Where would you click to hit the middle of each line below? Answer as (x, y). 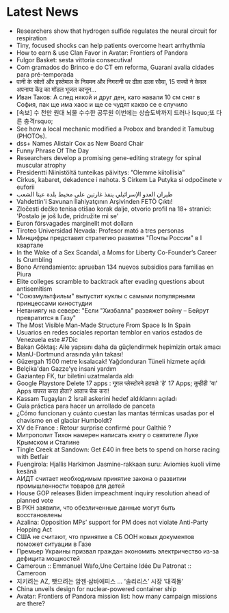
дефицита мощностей (48, 558)
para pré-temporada (45, 74)
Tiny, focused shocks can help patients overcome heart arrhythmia (111, 45)
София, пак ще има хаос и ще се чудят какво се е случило (102, 104)
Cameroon (31, 573)
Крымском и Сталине (48, 442)
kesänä (26, 471)
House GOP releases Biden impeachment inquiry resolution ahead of (113, 493)
